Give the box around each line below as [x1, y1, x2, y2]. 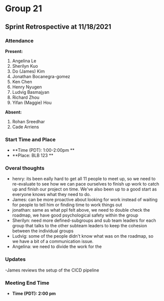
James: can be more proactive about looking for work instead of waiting [12, 197, 158, 203]
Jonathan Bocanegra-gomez [12, 73, 70, 79]
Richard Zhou [12, 94, 40, 100]
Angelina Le [12, 57, 37, 64]
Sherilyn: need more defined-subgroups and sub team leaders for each [12, 218, 156, 223]
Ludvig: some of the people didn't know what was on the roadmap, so [12, 233, 154, 239]
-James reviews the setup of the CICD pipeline [5, 267, 99, 273]
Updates [5, 256, 26, 263]
